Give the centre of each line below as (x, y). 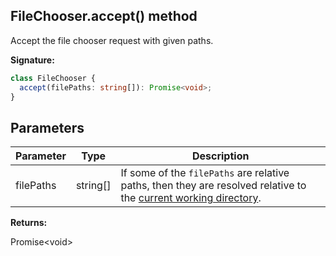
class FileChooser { (53, 78)
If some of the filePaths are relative (205, 173)
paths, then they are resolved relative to (213, 186)
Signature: (32, 60)
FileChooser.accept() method (104, 16)
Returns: (29, 223)
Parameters (47, 127)
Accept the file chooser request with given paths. (112, 40)
